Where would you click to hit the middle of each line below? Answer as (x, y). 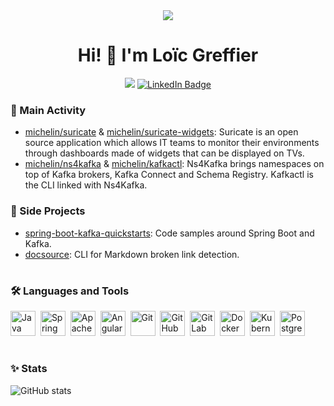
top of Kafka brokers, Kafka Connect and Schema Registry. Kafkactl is (169, 175)
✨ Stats (29, 369)
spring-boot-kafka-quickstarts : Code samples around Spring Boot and (169, 233)
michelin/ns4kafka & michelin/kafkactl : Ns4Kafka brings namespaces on (174, 164)
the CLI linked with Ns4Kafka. (86, 185)
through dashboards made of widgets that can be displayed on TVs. (164, 153)
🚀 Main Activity (48, 110)
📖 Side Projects (48, 211)
